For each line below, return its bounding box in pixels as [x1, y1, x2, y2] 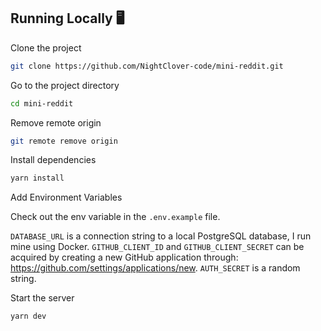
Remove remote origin [10, 116, 102, 129]
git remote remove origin [10, 136, 118, 146]
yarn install [10, 173, 65, 184]
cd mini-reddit [10, 98, 74, 109]
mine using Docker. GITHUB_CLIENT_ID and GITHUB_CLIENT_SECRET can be [10, 241, 305, 253]
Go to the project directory [10, 79, 120, 91]
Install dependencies [10, 154, 97, 166]
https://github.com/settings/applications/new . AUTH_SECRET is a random [10, 262, 301, 274]
